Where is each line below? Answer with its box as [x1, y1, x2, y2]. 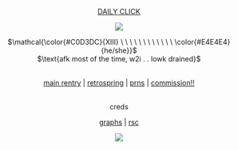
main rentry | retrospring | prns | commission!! [43, 78, 195, 87]
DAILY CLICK [97, 7, 141, 16]
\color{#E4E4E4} [174, 37, 231, 46]
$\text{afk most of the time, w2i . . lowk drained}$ [37, 54, 201, 63]
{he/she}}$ [100, 45, 138, 55]
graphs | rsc [99, 117, 139, 127]
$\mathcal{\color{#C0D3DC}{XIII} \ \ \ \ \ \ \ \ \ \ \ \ [7, 37, 173, 46]
